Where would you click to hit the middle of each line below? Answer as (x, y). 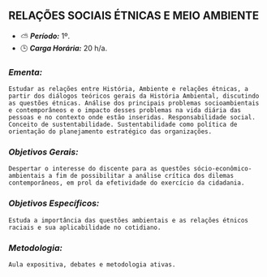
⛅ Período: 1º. (45, 36)
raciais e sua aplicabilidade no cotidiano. (85, 227)
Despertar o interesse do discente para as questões (99, 169)
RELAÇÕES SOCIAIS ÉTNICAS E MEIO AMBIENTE (134, 16)
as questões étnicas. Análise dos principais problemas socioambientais (134, 103)
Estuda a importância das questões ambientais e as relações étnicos (129, 220)
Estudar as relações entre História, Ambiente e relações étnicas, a (129, 89)
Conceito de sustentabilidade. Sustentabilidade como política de (123, 125)
